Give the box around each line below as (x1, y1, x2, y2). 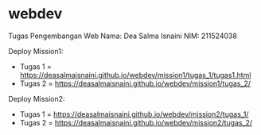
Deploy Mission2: (8, 94, 65, 103)
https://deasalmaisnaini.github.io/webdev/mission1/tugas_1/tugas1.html (19, 70, 251, 79)
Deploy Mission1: (8, 46, 64, 56)
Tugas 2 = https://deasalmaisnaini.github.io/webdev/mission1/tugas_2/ (19, 79, 251, 88)
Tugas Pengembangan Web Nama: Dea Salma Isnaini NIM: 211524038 (8, 31, 237, 40)
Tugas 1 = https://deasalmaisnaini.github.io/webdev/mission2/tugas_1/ (19, 109, 249, 119)
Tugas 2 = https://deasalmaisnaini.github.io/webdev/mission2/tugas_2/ (19, 118, 253, 127)
